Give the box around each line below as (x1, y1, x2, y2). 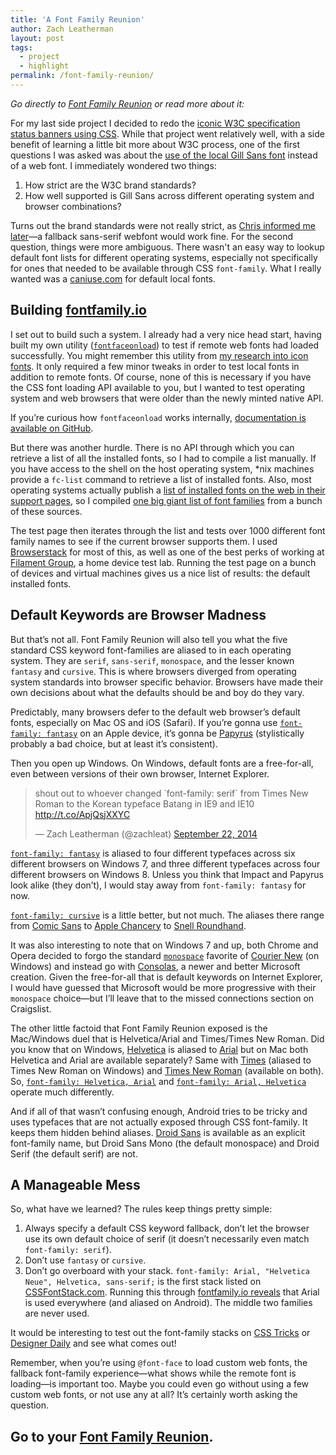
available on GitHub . (10, 422, 94, 434)
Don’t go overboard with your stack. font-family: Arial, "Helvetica (24, 1265, 310, 1277)
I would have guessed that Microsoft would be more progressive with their (10, 981, 317, 993)
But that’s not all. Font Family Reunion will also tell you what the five (10, 633, 288, 645)
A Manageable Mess (10, 1176, 141, 1193)
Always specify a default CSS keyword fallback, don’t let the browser (24, 1222, 310, 1235)
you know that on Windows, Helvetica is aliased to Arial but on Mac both (10, 1043, 309, 1055)
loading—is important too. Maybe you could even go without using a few (10, 1378, 310, 1390)
